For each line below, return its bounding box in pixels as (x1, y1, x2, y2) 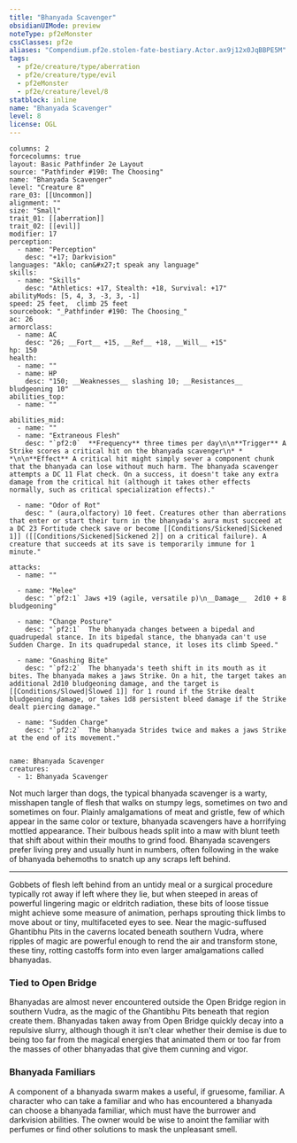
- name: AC (17, 330, 57, 339)
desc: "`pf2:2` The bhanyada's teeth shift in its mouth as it (25, 664, 267, 673)
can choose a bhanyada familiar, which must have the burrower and (9, 1105, 256, 1116)
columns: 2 (9, 144, 49, 153)
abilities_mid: (9, 416, 65, 424)
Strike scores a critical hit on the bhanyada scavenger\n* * (9, 447, 243, 455)
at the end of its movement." (9, 734, 121, 743)
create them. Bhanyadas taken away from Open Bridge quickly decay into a (9, 1015, 285, 1026)
